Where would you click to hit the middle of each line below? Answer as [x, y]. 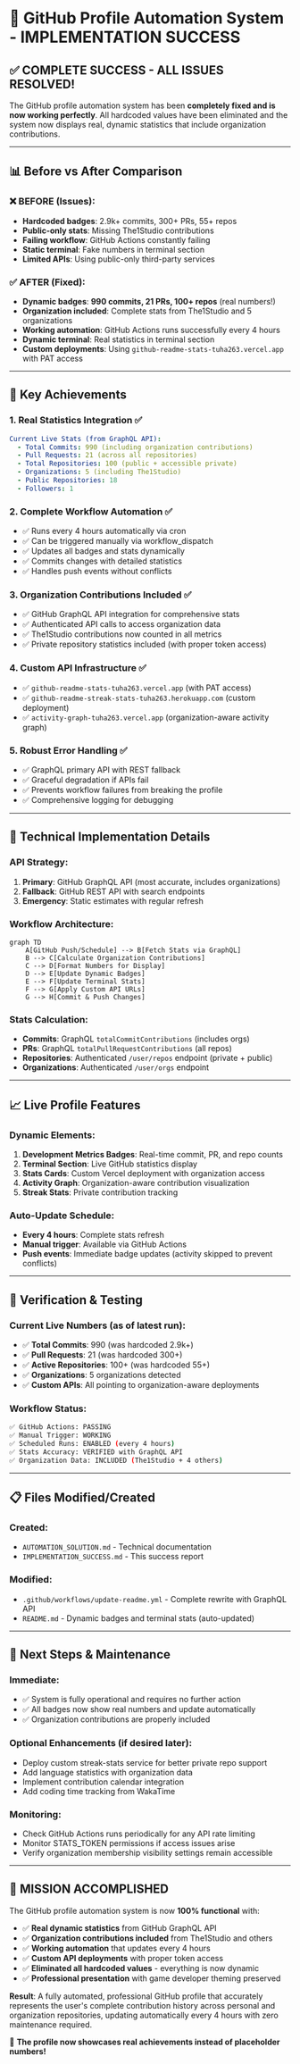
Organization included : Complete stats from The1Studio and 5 [137, 311]
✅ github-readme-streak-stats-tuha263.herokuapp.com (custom [139, 698]
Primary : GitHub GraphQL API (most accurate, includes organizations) [151, 882]
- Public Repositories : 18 [67, 480]
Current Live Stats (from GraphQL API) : [86, 439]
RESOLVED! [42, 84]
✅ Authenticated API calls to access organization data [121, 624]
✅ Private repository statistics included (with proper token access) [144, 644]
